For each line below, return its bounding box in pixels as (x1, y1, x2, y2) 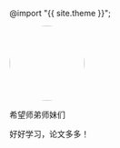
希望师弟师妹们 (9, 109, 65, 120)
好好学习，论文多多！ (9, 129, 89, 139)
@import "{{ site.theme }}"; (9, 8, 112, 18)
